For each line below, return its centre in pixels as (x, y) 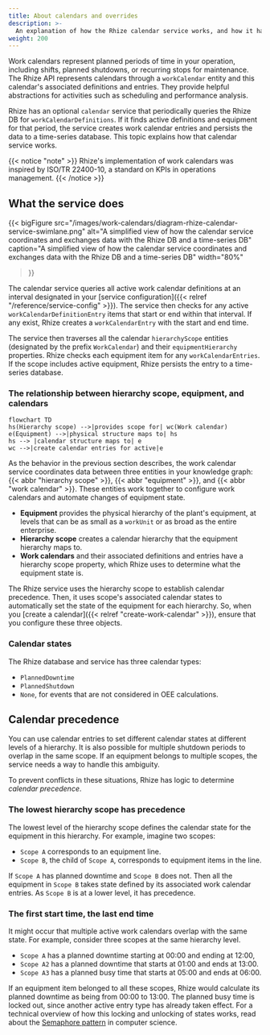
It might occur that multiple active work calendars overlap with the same (128, 931)
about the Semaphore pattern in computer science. (93, 1023)
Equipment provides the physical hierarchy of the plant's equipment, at (138, 513)
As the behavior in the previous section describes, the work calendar (123, 463)
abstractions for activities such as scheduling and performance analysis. (129, 96)
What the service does (66, 204)
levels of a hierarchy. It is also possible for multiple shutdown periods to (127, 747)
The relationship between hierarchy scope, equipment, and (127, 393)
